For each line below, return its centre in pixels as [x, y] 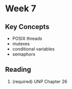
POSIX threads [27, 38]
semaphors [24, 54]
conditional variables [34, 49]
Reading [18, 70]
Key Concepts [27, 27]
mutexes [21, 44]
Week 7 [21, 9]
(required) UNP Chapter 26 [40, 81]
